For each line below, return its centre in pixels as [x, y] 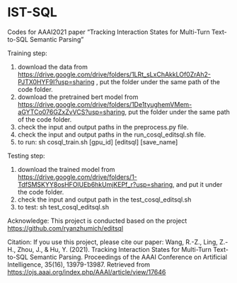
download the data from [53, 67]
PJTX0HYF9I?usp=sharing [56, 81]
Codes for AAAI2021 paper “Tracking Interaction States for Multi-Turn [109, 32]
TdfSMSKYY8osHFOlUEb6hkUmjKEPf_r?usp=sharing [95, 184]
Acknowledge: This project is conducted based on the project [97, 221]
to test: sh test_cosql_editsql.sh [63, 207]
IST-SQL [33, 12]
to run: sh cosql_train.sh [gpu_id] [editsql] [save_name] [98, 141]
